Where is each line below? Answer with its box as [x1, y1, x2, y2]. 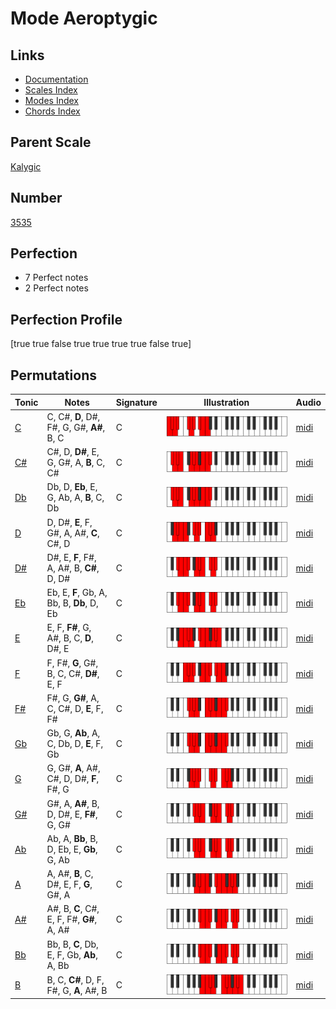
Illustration [203, 396, 250, 408]
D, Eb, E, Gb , [46, 843, 98, 855]
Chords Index [24, 105, 81, 117]
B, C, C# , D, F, [46, 973, 105, 986]
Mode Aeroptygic [10, 7, 158, 30]
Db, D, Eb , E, [46, 481, 98, 493]
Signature [115, 396, 158, 408]
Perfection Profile [10, 311, 123, 328]
